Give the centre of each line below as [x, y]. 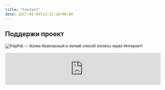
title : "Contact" [23, 10]
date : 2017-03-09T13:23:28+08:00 [39, 14]
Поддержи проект [35, 34]
